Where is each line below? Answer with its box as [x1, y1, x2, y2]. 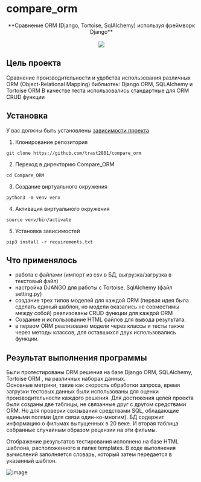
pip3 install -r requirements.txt [6, 239, 94, 245]
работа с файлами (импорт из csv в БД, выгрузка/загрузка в [14, 271, 172, 278]
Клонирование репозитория [14, 138, 88, 146]
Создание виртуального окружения [14, 183, 107, 190]
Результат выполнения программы [6, 352, 147, 363]
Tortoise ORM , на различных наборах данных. [6, 375, 126, 383]
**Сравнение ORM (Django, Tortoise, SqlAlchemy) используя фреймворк [8, 22, 195, 29]
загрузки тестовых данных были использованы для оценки [6, 388, 159, 395]
